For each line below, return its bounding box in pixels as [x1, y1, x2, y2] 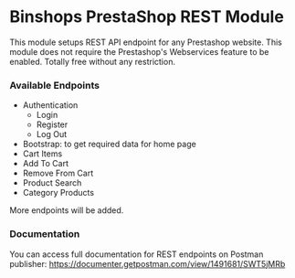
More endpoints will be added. [9, 205, 124, 216]
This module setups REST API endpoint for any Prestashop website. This [9, 37, 283, 48]
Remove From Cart [22, 167, 94, 179]
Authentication [22, 100, 79, 111]
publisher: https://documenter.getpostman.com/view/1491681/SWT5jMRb [9, 258, 286, 269]
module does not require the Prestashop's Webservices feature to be [9, 46, 269, 57]
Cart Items [22, 148, 63, 159]
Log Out [36, 129, 67, 140]
